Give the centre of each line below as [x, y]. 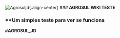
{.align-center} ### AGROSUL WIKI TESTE [72, 8]
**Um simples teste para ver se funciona [55, 20]
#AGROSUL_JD [21, 31]
